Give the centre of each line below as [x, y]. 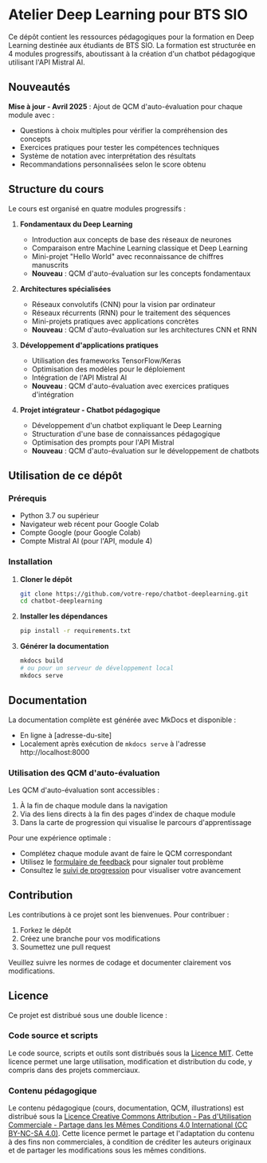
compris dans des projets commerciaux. [75, 1070]
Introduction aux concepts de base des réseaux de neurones [132, 239]
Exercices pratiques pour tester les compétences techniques [120, 147]
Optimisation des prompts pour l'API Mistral [103, 442]
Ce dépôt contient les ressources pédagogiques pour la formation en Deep [132, 37]
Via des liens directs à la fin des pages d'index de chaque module [128, 814]
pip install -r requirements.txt [75, 631]
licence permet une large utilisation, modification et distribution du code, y [130, 1061]
